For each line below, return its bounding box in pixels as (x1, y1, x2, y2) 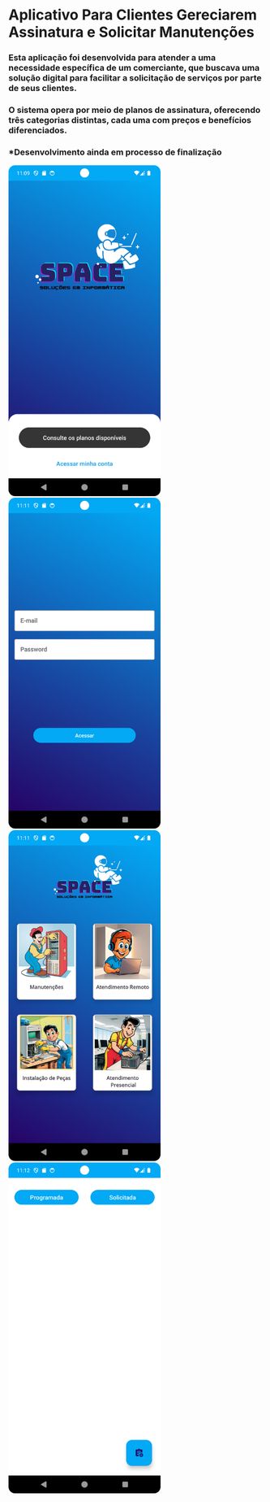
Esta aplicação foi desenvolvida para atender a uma (8, 52, 216, 63)
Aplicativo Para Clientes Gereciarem (8, 6, 257, 24)
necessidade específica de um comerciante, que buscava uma (8, 63, 260, 74)
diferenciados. (8, 124, 67, 136)
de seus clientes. (8, 83, 77, 94)
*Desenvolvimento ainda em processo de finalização (8, 146, 222, 158)
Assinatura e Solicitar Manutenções (8, 23, 255, 41)
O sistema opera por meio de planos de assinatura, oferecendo (8, 104, 261, 115)
